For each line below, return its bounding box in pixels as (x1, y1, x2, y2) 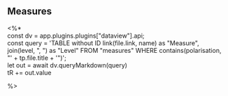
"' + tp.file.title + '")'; (7, 54, 66, 62)
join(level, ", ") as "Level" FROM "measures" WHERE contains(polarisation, (7, 46, 222, 54)
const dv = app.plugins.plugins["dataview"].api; (7, 31, 145, 40)
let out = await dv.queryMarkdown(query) (7, 61, 128, 69)
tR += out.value (7, 68, 52, 77)
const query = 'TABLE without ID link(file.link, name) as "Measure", (7, 38, 199, 47)
